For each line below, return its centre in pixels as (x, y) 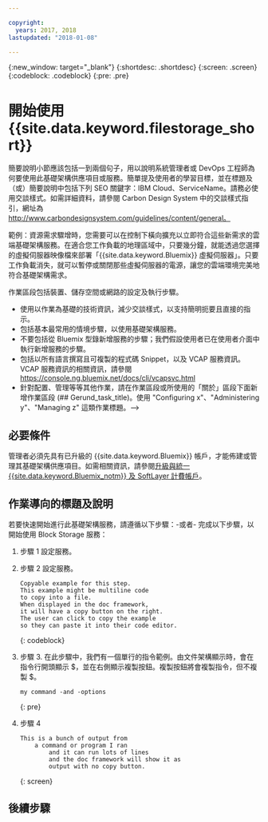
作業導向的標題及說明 (61, 503)
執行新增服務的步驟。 (55, 349)
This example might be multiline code (84, 590)
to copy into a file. (55, 597)
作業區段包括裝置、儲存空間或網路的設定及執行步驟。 (96, 292)
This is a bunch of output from (73, 738)
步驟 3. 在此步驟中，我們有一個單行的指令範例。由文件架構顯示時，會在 (137, 656)
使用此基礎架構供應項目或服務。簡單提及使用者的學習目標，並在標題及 (137, 178)
